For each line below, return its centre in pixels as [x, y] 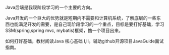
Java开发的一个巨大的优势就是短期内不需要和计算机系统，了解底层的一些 [81, 18]
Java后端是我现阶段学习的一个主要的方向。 [50, 7]
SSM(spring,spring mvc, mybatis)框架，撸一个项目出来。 [64, 30]
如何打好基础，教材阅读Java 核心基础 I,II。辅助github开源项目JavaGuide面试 [84, 41]
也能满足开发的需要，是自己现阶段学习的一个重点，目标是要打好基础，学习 [87, 24]
